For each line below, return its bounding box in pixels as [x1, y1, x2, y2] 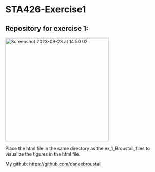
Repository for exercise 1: [5, 24, 89, 33]
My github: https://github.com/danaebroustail [5, 161, 102, 167]
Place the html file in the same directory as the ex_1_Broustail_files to [5, 145, 150, 151]
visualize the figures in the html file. [5, 151, 81, 157]
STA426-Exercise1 [5, 4, 86, 15]
